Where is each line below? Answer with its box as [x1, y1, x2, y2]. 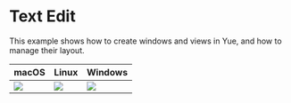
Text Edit [9, 6, 76, 27]
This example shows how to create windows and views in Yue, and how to [9, 36, 283, 46]
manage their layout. [9, 44, 85, 55]
